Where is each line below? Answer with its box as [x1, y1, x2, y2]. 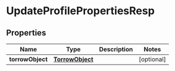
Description [99, 46, 133, 53]
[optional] [139, 55, 167, 63]
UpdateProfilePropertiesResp [6, 4, 155, 18]
